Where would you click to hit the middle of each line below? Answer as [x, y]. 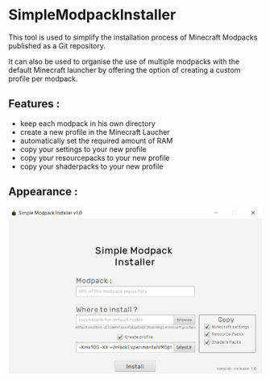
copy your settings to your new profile [83, 149]
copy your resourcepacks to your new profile [95, 157]
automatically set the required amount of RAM [96, 140]
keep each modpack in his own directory [87, 124]
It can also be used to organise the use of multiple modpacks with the [124, 61]
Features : [34, 104]
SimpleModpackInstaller [92, 15]
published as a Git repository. [57, 45]
